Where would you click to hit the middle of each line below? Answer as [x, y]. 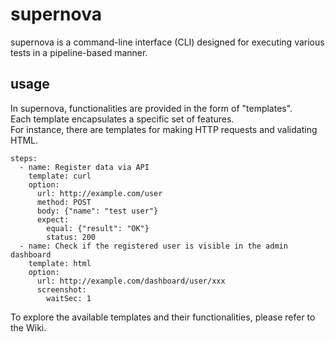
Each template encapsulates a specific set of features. [122, 119]
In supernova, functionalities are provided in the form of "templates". [151, 108]
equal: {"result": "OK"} [98, 228]
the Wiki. [28, 327]
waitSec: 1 [69, 298]
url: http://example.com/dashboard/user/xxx [131, 281]
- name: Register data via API [84, 167]
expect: [53, 219]
